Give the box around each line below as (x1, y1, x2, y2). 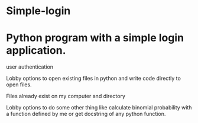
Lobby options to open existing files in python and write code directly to (6, 75, 181, 82)
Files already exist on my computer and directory (6, 93, 126, 100)
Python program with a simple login (6, 31, 184, 45)
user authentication (6, 63, 54, 70)
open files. (6, 81, 32, 88)
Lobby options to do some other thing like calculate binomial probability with (6, 104, 192, 111)
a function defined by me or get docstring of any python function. (6, 111, 166, 118)
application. (6, 44, 66, 57)
